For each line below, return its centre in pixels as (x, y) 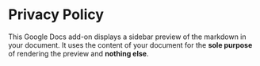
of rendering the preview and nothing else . (78, 53)
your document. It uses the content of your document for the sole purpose (130, 45)
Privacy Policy (56, 15)
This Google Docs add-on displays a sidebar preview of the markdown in (128, 37)
